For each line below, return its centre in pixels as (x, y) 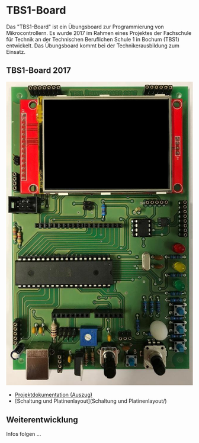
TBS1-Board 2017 (38, 71)
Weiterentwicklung (42, 420)
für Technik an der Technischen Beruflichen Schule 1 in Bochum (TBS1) (93, 39)
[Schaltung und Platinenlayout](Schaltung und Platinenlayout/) (91, 401)
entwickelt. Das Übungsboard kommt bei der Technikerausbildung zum (93, 46)
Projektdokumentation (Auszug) (54, 395)
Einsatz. (16, 52)
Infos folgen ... (24, 434)
